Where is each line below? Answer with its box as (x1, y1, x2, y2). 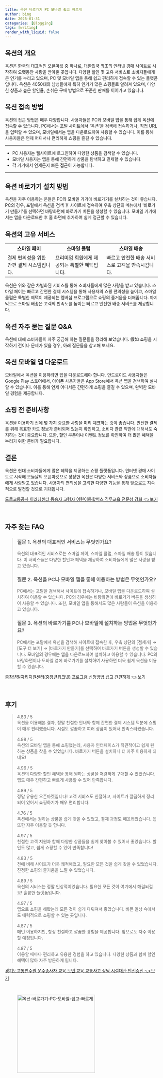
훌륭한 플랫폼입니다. (23, 889, 62, 895)
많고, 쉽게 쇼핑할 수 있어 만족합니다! (26, 844, 94, 850)
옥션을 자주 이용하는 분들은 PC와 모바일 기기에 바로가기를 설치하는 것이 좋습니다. (5, 196, 157, 202)
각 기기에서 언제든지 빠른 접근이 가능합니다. (12, 162, 94, 168)
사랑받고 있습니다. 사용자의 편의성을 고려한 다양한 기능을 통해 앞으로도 (14, 480, 147, 486)
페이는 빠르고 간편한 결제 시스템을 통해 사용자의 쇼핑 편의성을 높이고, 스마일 (14, 289, 157, 294)
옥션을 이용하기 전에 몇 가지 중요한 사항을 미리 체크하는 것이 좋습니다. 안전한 (5, 420, 149, 426)
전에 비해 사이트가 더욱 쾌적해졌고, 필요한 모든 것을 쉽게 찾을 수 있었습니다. (16, 861, 158, 867)
